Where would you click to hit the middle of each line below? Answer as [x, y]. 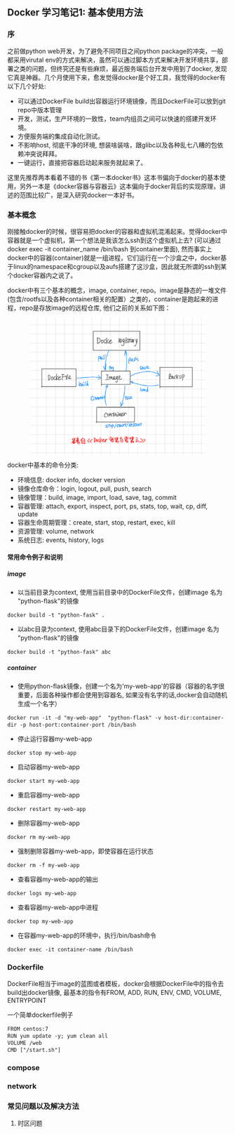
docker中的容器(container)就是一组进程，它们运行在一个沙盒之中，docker [114, 258]
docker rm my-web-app [39, 838]
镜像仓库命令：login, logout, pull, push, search [85, 488]
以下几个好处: [27, 86]
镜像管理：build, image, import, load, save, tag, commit [97, 497]
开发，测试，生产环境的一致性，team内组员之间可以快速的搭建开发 [114, 119]
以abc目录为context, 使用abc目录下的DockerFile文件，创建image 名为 [118, 629]
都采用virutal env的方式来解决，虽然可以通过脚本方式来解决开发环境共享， [115, 60]
